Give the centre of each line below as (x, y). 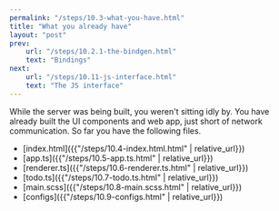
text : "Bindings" (59, 60)
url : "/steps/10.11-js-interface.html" (101, 77)
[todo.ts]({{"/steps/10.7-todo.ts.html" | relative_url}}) (120, 177)
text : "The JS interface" (75, 85)
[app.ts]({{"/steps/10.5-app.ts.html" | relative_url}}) (118, 158)
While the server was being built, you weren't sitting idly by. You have (139, 111)
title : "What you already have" (70, 26)
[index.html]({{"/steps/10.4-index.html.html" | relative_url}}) (134, 148)
